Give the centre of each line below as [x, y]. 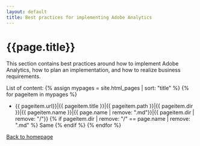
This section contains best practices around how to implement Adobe [92, 64]
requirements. [23, 76]
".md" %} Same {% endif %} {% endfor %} [68, 125]
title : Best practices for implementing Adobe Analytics [79, 17]
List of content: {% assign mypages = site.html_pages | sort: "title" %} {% [98, 88]
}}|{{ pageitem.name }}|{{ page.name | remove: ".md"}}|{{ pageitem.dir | [105, 112]
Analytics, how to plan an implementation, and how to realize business [93, 70]
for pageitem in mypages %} [42, 94]
